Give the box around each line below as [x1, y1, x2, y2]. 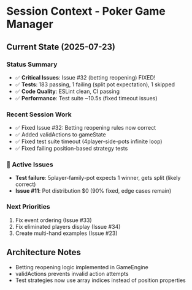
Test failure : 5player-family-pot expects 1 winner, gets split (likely [15, 174, 181, 182]
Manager [6, 17, 53, 31]
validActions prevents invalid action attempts [15, 270, 129, 277]
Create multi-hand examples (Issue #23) [15, 229, 118, 237]
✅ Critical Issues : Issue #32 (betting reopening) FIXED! [15, 73, 156, 81]
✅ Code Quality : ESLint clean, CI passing [15, 87, 120, 95]
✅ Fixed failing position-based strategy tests [15, 145, 128, 152]
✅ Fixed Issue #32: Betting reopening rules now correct [15, 124, 156, 132]
